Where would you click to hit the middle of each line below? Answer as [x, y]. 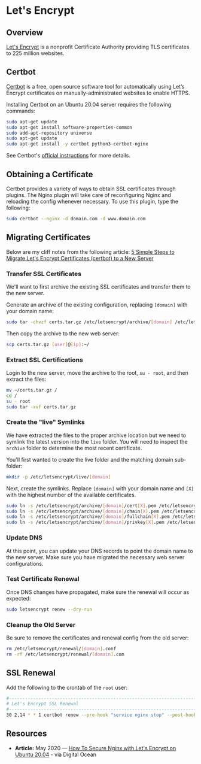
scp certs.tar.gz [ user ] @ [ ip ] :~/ [48, 344]
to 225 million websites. [35, 53]
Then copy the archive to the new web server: [63, 334]
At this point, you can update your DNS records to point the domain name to [100, 551]
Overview [25, 33]
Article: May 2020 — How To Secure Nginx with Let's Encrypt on [95, 748]
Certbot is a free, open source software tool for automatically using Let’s [95, 86]
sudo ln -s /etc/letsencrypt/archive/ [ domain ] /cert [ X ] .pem [81, 506]
